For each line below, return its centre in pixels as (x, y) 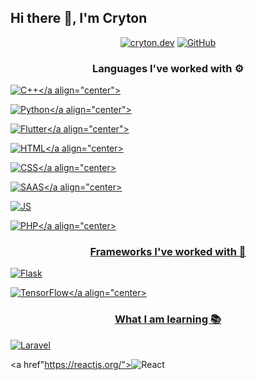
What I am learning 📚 (168, 319)
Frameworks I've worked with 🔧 (168, 252)
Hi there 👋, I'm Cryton (79, 18)
